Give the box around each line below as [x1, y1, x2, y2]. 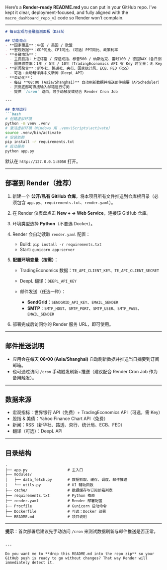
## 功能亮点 [5, 38, 27, 43]
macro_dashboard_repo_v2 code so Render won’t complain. [5, 15, 124, 20]
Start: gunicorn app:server [19, 246, 75, 252]
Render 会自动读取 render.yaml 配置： [12, 231, 90, 237]
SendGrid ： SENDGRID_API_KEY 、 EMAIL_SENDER [27, 299, 118, 305]
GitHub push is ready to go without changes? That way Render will [5, 556, 148, 561]
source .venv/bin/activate [5, 130, 61, 135]
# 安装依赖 [5, 135, 25, 140]
